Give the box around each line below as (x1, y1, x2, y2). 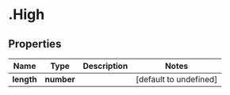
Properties (8, 37, 62, 51)
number (44, 74, 75, 85)
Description (82, 61, 128, 71)
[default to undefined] (135, 74, 218, 85)
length (12, 74, 37, 85)
